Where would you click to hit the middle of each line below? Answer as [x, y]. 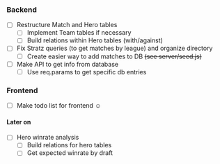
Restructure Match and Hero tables [67, 25]
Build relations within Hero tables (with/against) [95, 40]
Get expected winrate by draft [70, 153]
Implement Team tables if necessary [79, 33]
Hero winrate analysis [48, 138]
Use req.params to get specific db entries [87, 72]
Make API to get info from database [68, 64]
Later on [19, 122]
